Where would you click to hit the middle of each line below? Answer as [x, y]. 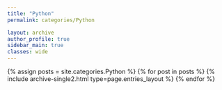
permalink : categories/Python [51, 20]
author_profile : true [39, 39]
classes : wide [28, 52]
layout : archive [31, 33]
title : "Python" [31, 13]
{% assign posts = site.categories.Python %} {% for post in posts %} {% [111, 71]
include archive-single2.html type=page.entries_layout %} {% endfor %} [111, 79]
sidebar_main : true [35, 46]
